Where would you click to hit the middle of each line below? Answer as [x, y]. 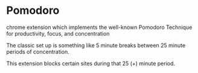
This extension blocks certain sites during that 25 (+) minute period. [91, 63]
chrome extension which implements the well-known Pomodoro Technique [99, 27]
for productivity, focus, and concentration [58, 33]
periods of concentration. [38, 51]
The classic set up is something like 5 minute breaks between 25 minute [96, 45]
